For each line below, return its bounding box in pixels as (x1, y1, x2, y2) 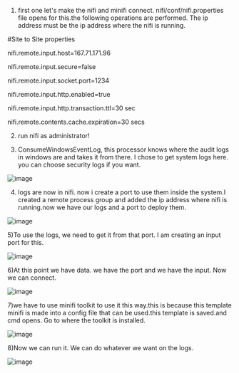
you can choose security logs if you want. (17, 160, 141, 169)
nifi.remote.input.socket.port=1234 (7, 76, 110, 85)
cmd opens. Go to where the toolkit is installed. (7, 316, 146, 325)
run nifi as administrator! (17, 132, 90, 140)
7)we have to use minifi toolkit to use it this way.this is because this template (7, 301, 232, 309)
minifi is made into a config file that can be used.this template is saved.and (7, 309, 227, 317)
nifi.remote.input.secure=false (7, 63, 96, 70)
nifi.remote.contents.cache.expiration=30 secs (7, 117, 145, 126)
